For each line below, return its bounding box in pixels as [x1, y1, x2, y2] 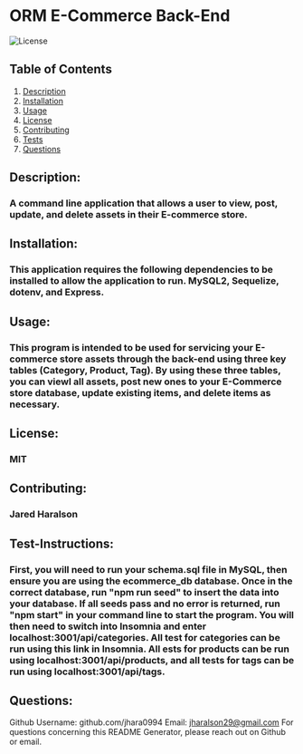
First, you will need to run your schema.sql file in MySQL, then [9, 563, 288, 575]
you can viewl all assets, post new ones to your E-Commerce [9, 375, 282, 388]
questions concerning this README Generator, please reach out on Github [9, 727, 287, 738]
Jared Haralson [9, 508, 79, 521]
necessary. [9, 398, 61, 411]
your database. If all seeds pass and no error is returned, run [9, 597, 280, 610]
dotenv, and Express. [9, 286, 105, 299]
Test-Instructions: [9, 536, 115, 551]
